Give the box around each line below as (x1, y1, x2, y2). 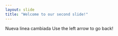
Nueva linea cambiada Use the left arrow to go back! (5, 25, 113, 31)
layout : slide (5, 7, 35, 12)
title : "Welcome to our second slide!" (5, 12, 88, 17)
